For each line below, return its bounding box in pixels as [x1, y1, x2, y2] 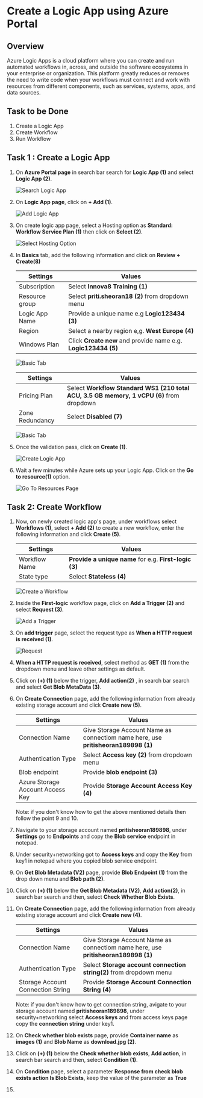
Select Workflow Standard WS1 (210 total [66, 383, 190, 392]
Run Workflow [15, 135, 51, 142]
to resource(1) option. [15, 473, 70, 480]
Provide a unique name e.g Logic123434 [67, 309, 186, 317]
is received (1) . [15, 636, 54, 643]
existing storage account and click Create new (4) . [15, 911, 142, 919]
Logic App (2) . [15, 175, 52, 182]
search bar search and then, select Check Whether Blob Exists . [15, 893, 175, 901]
